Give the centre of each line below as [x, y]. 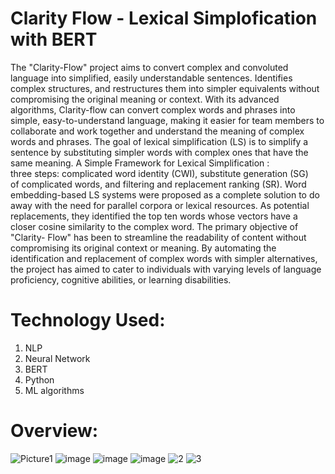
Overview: [54, 431]
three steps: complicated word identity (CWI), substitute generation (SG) [159, 173]
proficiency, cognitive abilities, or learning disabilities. [121, 279]
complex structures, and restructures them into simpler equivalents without [165, 88]
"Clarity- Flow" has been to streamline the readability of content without [158, 237]
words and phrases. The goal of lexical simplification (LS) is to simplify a [159, 141]
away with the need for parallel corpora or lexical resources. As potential [160, 205]
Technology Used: [88, 320]
